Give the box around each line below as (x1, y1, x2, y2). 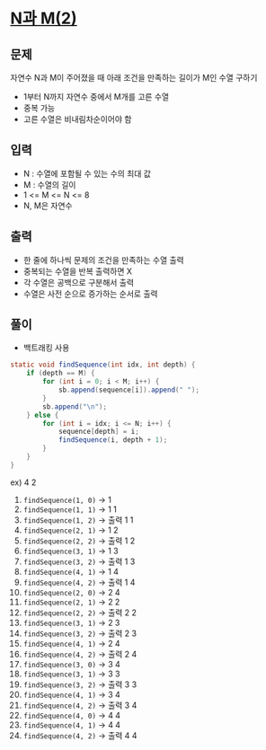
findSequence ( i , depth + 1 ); (58, 436, 168, 445)
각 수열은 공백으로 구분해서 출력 (22, 277, 134, 287)
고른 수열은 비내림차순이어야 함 (22, 114, 132, 124)
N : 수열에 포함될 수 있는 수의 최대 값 (22, 168, 152, 179)
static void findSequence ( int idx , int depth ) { (10, 360, 196, 369)
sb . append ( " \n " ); (42, 401, 107, 411)
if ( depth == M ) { (26, 369, 95, 378)
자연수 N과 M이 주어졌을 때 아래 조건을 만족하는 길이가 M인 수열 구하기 (10, 73, 258, 83)
